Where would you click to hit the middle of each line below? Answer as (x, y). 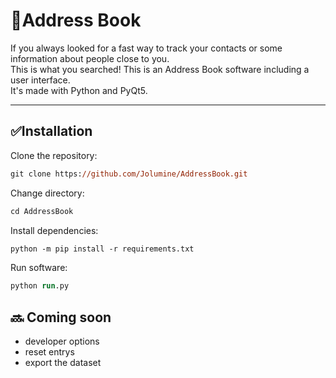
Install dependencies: (54, 230)
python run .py (40, 286)
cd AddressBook (42, 211)
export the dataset (63, 363)
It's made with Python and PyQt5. (79, 90)
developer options (62, 341)
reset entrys (49, 352)
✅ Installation (51, 131)
